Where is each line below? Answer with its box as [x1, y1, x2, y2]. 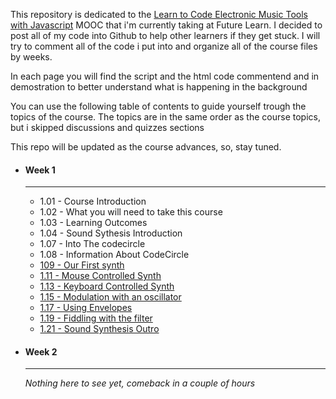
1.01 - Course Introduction [39, 195, 147, 208]
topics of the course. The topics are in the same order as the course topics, [10, 111, 321, 123]
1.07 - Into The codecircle [39, 238, 146, 250]
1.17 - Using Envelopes [39, 302, 133, 314]
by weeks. [10, 51, 53, 63]
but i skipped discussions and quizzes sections [10, 122, 205, 133]
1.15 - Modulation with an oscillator [39, 291, 182, 303]
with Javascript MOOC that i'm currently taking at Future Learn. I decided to [10, 19, 323, 31]
